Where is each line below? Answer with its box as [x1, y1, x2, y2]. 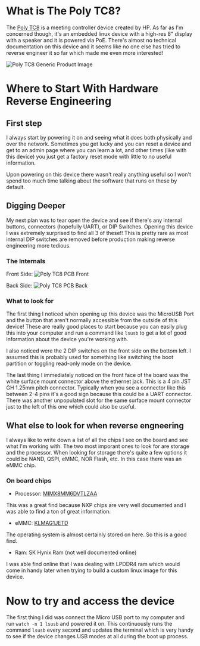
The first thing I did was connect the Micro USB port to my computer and [6, 614, 185, 621]
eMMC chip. [6, 462, 36, 469]
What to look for [6, 296, 54, 305]
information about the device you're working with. [6, 336, 129, 343]
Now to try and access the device [6, 594, 175, 608]
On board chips [6, 477, 52, 485]
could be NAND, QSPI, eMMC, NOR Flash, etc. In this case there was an [6, 455, 182, 463]
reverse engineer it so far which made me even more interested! [6, 49, 164, 56]
